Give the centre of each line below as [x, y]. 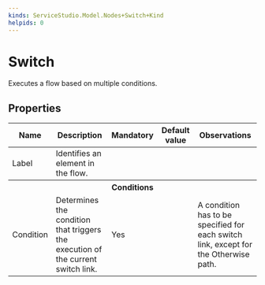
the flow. [72, 173]
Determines [77, 200]
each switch [220, 235]
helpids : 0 [26, 23]
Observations [225, 135]
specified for [221, 225]
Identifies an [78, 154]
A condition [219, 205]
